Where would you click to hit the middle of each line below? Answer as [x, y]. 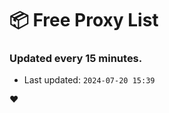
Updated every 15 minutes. [76, 59]
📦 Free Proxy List [84, 20]
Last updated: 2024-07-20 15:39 [89, 80]
